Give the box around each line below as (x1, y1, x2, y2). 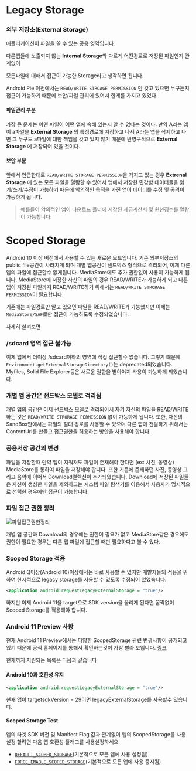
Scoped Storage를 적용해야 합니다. (6, 606, 88, 613)
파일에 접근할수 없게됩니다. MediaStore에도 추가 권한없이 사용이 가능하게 (16, 269, 184, 276)
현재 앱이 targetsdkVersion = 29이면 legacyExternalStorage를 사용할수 (6, 696, 173, 703)
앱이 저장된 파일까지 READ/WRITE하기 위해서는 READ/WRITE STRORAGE (6, 283, 166, 290)
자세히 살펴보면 (6, 323, 41, 330)
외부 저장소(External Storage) (6, 26, 89, 34)
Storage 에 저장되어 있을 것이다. (6, 142, 81, 150)
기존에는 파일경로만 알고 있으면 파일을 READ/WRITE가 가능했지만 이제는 (6, 303, 171, 310)
